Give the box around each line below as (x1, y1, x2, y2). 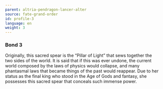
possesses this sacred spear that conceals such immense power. (5, 79, 137, 85)
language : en (5, 21, 32, 26)
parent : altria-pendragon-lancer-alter (5, 7, 87, 12)
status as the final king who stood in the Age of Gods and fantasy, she (5, 73, 147, 79)
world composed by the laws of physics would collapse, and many (5, 63, 140, 69)
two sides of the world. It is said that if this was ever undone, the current (5, 58, 152, 64)
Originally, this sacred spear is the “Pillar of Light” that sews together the (5, 52, 152, 59)
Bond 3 (5, 42, 23, 48)
